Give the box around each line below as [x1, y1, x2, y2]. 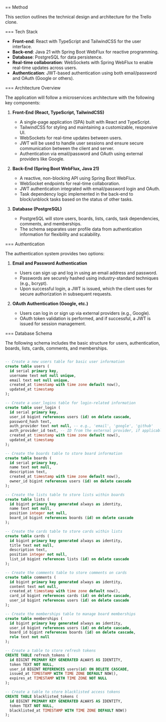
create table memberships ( [5, 616, 63, 621]
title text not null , [9, 543, 54, 548]
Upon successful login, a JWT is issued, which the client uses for [19, 286, 153, 291]
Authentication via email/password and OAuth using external [19, 151, 143, 156]
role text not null [9, 635, 50, 640]
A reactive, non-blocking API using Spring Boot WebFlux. [19, 175, 136, 181]
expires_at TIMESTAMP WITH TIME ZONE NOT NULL [9, 676, 107, 681]
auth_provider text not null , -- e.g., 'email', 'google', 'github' [9, 424, 154, 429]
